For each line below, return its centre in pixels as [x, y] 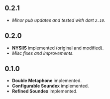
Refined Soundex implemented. [45, 91]
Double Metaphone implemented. [47, 81]
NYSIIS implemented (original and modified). [58, 48]
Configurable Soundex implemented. [50, 86]
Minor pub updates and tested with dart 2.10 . [58, 20]
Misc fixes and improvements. [43, 53]
